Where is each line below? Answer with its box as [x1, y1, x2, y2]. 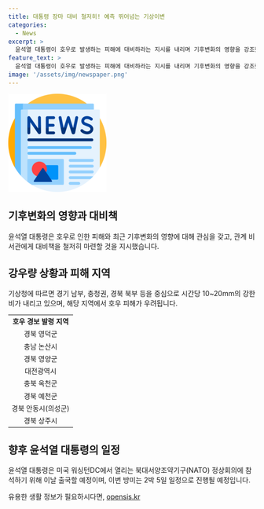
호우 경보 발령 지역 [12, 317, 69, 326]
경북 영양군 [23, 353, 57, 363]
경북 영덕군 [23, 329, 57, 339]
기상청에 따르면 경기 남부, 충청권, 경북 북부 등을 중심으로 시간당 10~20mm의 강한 [8, 289, 255, 298]
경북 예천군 [23, 391, 57, 401]
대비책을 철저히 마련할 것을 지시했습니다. [35, 241, 159, 251]
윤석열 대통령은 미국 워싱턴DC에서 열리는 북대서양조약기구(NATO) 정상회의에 [8, 466, 244, 475]
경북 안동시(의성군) [11, 403, 70, 412]
